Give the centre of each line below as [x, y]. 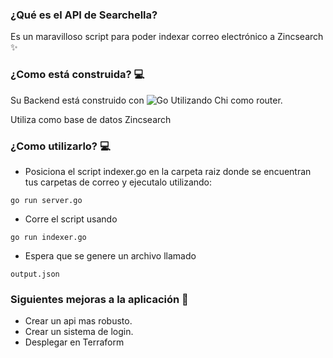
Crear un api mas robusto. [78, 321]
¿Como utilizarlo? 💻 [60, 146]
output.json [35, 274]
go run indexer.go [48, 237]
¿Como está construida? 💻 [77, 75]
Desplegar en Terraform [74, 342]
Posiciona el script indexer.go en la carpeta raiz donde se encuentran [168, 171]
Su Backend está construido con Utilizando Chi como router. [146, 100]
